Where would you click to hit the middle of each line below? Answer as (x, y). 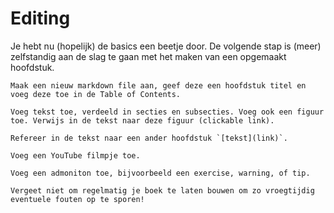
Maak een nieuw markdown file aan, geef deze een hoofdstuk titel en (158, 85)
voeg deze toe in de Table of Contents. (96, 94)
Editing (40, 18)
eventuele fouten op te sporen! (77, 199)
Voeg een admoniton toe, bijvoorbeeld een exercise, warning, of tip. (160, 173)
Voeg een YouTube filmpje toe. (75, 155)
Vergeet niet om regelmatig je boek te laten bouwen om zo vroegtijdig (162, 190)
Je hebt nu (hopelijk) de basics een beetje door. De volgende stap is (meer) (166, 46)
